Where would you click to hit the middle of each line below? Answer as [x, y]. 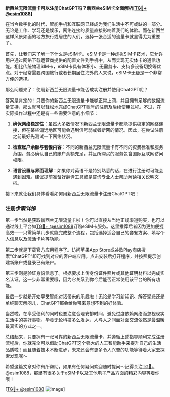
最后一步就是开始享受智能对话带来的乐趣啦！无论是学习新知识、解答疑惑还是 [85, 296]
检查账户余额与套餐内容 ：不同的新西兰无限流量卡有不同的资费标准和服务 [88, 147]
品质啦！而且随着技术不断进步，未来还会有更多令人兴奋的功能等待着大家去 [83, 350]
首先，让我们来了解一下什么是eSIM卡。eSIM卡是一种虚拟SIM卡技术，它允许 [84, 54]
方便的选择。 [18, 79]
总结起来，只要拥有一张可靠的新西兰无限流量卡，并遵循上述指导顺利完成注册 [85, 337]
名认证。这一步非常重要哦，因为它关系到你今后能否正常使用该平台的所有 [80, 279]
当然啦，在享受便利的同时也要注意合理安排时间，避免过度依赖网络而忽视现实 [85, 314]
